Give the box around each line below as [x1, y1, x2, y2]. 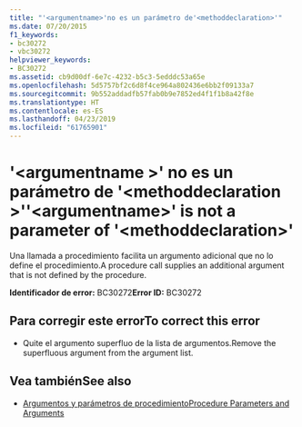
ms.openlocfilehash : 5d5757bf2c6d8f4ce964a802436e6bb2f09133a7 [9, 81, 255, 90]
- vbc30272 [9, 47, 51, 56]
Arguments [22, 407, 65, 418]
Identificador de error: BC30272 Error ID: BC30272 [9, 287, 202, 298]
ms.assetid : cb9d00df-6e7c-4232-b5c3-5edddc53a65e [9, 73, 206, 82]
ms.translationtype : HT [9, 97, 100, 107]
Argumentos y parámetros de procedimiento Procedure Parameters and [22, 397, 290, 409]
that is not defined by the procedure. [9, 269, 147, 280]
